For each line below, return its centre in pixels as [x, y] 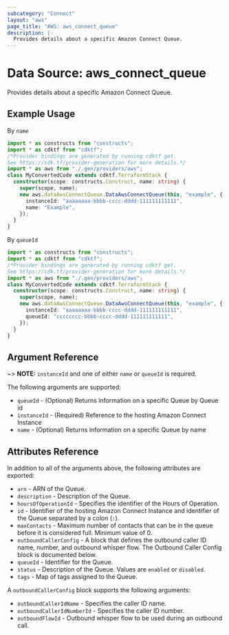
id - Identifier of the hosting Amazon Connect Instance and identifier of [118, 511]
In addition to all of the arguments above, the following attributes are [104, 468]
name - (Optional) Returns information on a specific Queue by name [111, 430]
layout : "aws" [28, 20]
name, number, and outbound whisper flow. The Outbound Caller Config [119, 547]
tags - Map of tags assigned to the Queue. [77, 577]
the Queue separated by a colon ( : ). [68, 518]
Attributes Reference [53, 451]
